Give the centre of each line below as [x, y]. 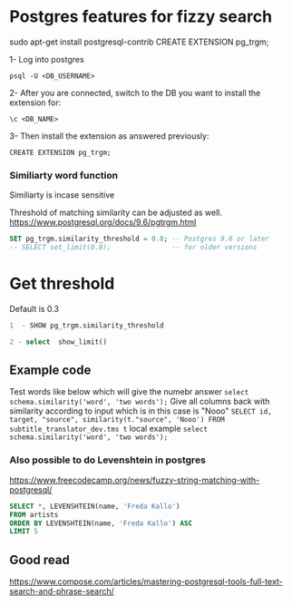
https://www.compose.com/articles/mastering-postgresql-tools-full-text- [146, 581]
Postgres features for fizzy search [141, 17]
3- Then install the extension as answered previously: [109, 136]
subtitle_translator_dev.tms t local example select [109, 429]
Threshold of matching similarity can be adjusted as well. [116, 213]
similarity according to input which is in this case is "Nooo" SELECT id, [141, 411]
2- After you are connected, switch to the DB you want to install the [135, 93]
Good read [39, 560]
